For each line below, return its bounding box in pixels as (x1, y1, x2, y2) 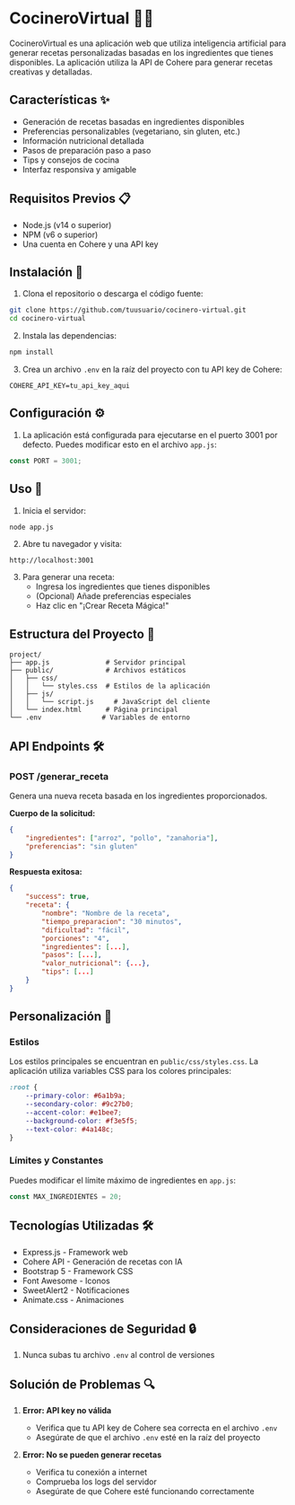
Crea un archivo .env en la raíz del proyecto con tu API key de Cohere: (22, 364, 282, 374)
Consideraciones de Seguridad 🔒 (9, 1321, 196, 1336)
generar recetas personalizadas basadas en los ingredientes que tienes (9, 47, 273, 57)
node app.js (9, 523, 54, 532)
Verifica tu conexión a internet (35, 1467, 148, 1478)
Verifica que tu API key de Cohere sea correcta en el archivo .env (35, 1422, 278, 1433)
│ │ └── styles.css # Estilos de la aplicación (9, 682, 211, 691)
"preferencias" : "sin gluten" (25, 841, 139, 851)
